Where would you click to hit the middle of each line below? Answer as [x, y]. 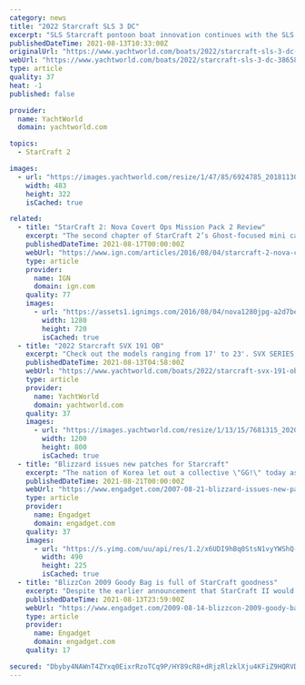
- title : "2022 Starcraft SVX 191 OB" [91, 346]
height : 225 [65, 566]
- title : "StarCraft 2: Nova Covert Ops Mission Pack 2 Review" [142, 227]
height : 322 [48, 194]
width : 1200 [65, 439]
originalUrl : [34, 52]
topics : [24, 144]
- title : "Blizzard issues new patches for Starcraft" [123, 464]
